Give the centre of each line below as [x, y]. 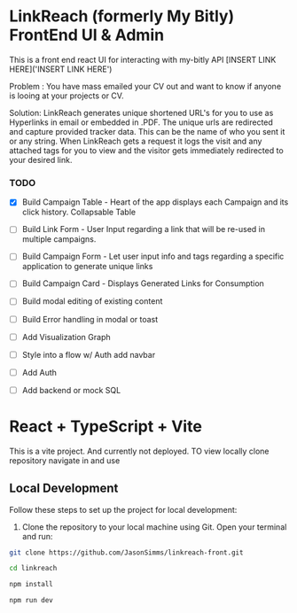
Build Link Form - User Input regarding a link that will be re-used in [144, 229]
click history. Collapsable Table [78, 212]
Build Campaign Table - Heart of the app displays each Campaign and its [155, 202]
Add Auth [39, 372]
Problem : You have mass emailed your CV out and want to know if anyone [145, 86]
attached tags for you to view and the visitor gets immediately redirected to [146, 150]
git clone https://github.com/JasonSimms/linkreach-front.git [126, 552]
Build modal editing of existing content [92, 301]
